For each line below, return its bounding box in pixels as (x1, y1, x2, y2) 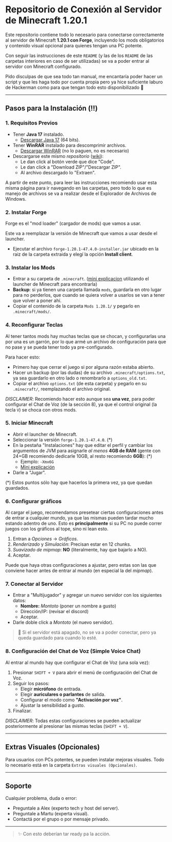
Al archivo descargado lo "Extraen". (20, 169, 96, 175)
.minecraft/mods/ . (12, 309, 51, 315)
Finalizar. (12, 707, 32, 713)
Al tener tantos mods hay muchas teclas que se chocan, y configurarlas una (5, 333, 166, 339)
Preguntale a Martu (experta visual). (12, 811, 89, 817)
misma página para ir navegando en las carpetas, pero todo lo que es (5, 185, 152, 191)
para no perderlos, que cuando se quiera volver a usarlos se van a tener (12, 292, 165, 298)
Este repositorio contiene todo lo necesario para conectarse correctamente (5, 31, 164, 38)
